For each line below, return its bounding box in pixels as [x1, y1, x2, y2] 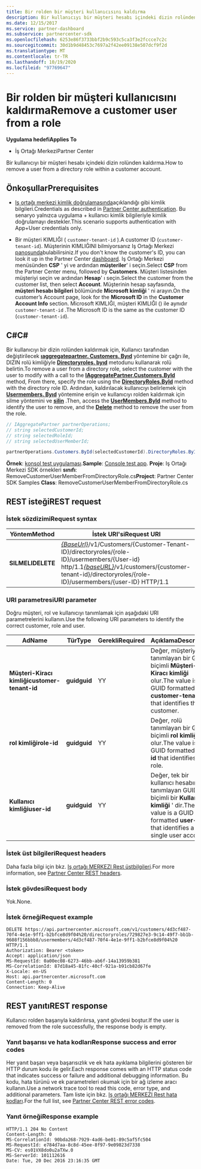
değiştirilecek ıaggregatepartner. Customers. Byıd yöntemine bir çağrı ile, [6, 352, 190, 359]
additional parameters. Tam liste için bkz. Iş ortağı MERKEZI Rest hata [6, 1091, 178, 1098]
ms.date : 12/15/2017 [6, 20, 58, 26]
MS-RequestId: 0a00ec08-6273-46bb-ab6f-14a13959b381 [6, 958, 141, 964]
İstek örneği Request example [6, 912, 93, 921]
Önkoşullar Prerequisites [6, 183, 99, 193]
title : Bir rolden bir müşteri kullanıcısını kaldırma [6, 8, 146, 15]
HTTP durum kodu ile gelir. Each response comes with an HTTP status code [6, 1066, 192, 1073]
